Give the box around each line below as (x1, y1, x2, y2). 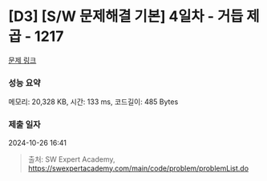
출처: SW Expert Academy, (27, 154, 115, 164)
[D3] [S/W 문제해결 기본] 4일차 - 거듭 (8, 7, 244, 26)
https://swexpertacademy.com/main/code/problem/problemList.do (27, 163, 249, 173)
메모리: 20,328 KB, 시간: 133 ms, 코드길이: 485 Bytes (8, 97, 179, 107)
